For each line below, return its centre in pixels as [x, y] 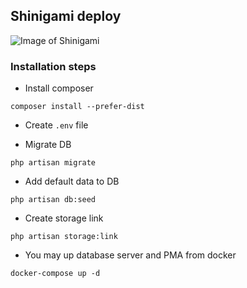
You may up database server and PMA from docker [130, 255]
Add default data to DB [72, 181]
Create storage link [64, 218]
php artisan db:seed [53, 200]
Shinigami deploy [66, 16]
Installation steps [53, 66]
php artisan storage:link [64, 237]
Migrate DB [48, 145]
